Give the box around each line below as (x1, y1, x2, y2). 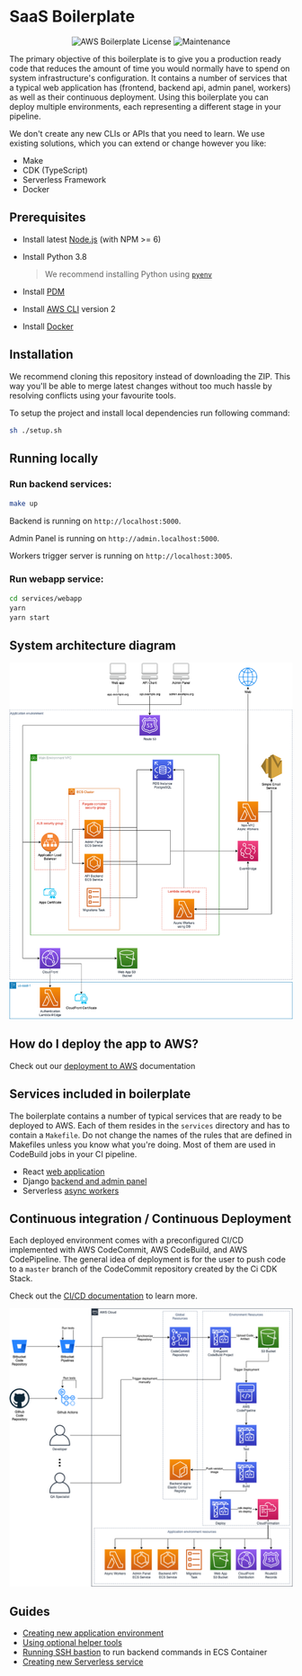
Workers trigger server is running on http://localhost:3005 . (9, 550, 234, 561)
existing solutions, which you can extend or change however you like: (9, 138, 267, 148)
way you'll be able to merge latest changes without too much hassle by (9, 380, 272, 391)
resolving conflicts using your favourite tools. (9, 389, 177, 401)
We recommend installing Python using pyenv (44, 268, 213, 280)
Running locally (9, 450, 99, 466)
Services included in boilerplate (9, 1086, 191, 1102)
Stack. (9, 1273, 33, 1284)
